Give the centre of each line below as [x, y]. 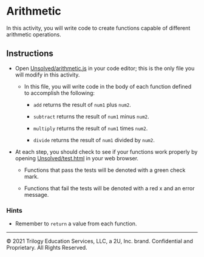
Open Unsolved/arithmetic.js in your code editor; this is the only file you [105, 68]
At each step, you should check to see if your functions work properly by [106, 152]
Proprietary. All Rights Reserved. [47, 248]
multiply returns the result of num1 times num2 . [90, 128]
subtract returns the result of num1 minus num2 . [91, 116]
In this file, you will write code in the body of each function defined [108, 86]
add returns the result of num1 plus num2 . [82, 105]
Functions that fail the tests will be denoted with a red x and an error [109, 188]
